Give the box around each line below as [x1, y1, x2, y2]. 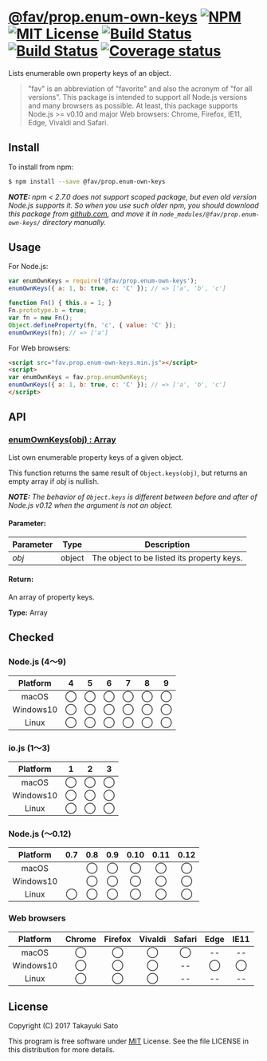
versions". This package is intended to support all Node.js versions [27, 92, 248, 101]
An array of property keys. [8, 592, 95, 602]
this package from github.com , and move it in [8, 208, 158, 219]
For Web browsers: [8, 343, 71, 353]
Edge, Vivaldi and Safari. [27, 117, 109, 127]
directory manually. [42, 217, 106, 227]
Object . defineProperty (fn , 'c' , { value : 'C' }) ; [8, 321, 177, 329]
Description [144, 539, 190, 550]
